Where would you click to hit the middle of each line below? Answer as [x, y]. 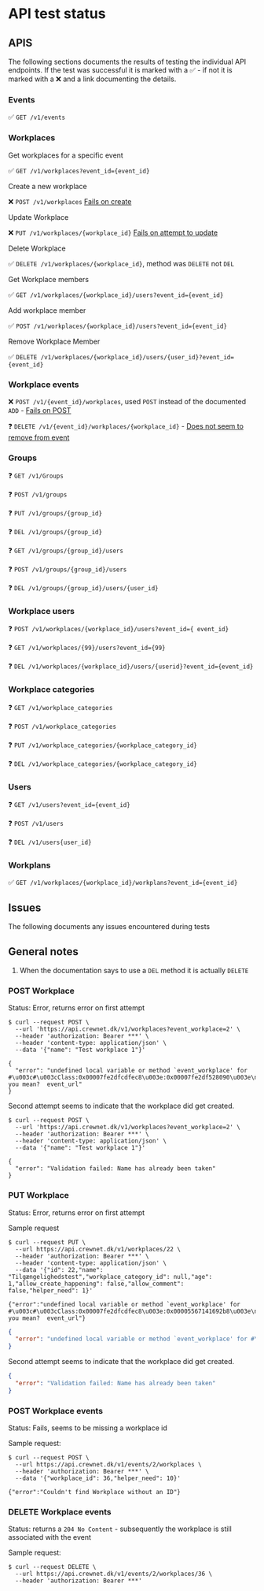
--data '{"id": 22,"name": [59, 1269]
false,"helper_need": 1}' [50, 1290]
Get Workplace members [48, 279]
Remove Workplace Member [54, 341]
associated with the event [50, 1537]
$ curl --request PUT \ [47, 1242]
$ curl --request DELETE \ [52, 1567]
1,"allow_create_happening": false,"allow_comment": [96, 1284]
